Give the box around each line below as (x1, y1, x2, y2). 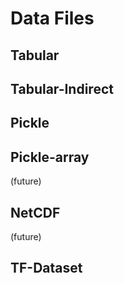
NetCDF (10, 204, 61, 221)
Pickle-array (10, 148, 90, 166)
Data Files (10, 7, 95, 30)
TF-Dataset (10, 260, 83, 277)
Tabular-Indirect (10, 80, 114, 97)
